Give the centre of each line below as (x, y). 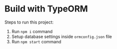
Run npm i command (32, 31)
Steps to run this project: (29, 22)
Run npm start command (36, 41)
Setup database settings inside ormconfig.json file (62, 37)
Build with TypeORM (46, 9)
